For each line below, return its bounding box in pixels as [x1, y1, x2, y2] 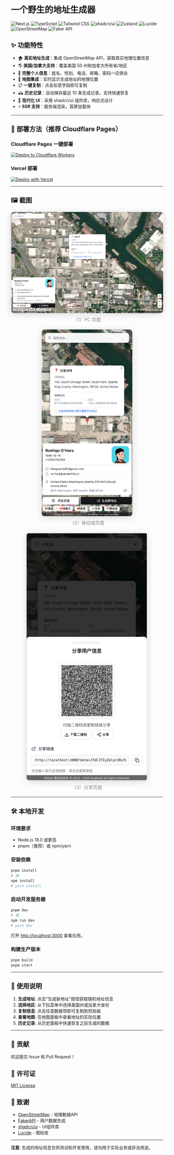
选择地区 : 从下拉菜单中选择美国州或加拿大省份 [17, 1002, 110, 1008]
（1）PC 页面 [73, 316, 101, 323]
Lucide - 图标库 [17, 1130, 49, 1136]
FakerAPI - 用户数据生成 [17, 1118, 66, 1123]
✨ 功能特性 [11, 41, 43, 49]
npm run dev [11, 918, 35, 923]
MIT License [11, 1083, 36, 1089]
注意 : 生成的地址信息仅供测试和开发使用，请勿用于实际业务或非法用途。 [11, 1145, 153, 1151]
